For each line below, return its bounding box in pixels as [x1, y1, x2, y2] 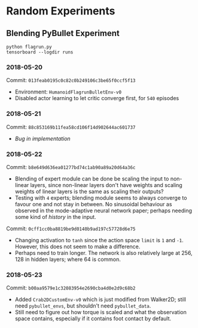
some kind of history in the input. [14, 213, 97, 220]
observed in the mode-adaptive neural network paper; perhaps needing [14, 207, 193, 214]
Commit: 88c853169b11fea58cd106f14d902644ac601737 [6, 123, 136, 130]
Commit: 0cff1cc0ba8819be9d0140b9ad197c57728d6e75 [6, 225, 136, 232]
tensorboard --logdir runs [6, 49, 74, 55]
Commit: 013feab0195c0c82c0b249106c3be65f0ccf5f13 [6, 77, 136, 84]
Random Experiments [6, 4, 115, 18]
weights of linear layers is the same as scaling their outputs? [14, 188, 164, 195]
